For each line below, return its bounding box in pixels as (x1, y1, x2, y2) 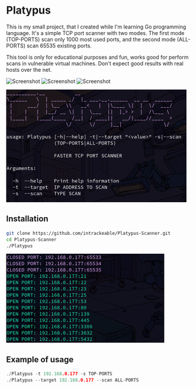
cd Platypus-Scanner (6, 237, 57, 243)
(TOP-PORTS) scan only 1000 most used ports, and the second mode (6, 36, 176, 43)
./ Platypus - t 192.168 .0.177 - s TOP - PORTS (6, 371, 113, 377)
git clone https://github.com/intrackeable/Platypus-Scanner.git (6, 230, 171, 236)
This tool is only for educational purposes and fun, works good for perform (6, 53, 189, 60)
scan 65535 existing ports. (26, 42, 92, 49)
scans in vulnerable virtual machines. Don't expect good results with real (6, 60, 184, 67)
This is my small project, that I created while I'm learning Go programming (6, 23, 187, 30)
